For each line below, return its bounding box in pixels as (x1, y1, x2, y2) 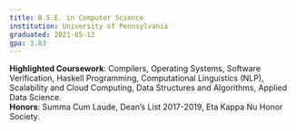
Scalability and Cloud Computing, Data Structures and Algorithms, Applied (9, 82, 288, 93)
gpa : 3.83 (9, 38, 47, 48)
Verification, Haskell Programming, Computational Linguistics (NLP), (9, 73, 265, 84)
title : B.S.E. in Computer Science (9, 13, 144, 23)
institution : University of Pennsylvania (9, 22, 169, 31)
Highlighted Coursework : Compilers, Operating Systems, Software (9, 63, 261, 74)
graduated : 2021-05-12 (9, 30, 95, 39)
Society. (9, 111, 41, 122)
